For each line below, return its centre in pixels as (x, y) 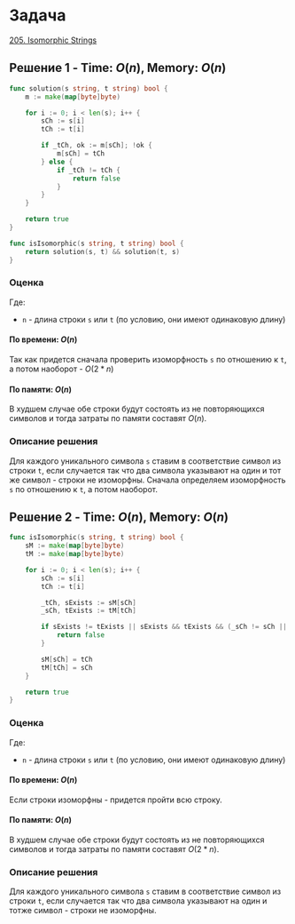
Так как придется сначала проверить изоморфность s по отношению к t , (148, 359)
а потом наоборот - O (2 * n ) (62, 369)
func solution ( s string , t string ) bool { (89, 88)
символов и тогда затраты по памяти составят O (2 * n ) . (114, 849)
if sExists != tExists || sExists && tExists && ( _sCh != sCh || (164, 627)
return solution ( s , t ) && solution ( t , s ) (102, 251)
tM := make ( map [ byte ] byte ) (75, 554)
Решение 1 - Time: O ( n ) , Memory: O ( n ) (118, 68)
